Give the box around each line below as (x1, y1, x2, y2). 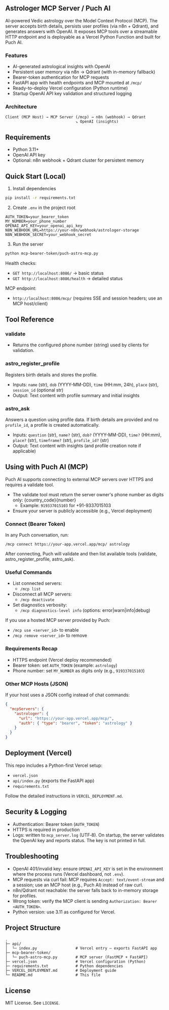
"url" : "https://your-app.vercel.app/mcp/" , (18, 716, 114, 721)
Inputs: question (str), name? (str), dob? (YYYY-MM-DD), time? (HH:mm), (12, 432, 162, 438)
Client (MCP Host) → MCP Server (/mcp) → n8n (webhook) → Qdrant (5, 114, 146, 120)
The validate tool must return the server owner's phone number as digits (12, 491, 164, 497)
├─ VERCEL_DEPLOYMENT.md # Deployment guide (5, 968, 116, 973)
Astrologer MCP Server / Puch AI (5, 4, 111, 13)
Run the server (12, 241, 44, 247)
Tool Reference (5, 315, 54, 324)
